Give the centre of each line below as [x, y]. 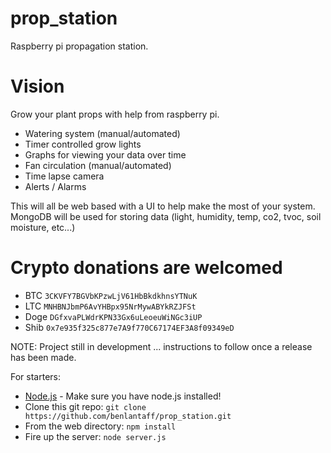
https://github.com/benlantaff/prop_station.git [128, 416]
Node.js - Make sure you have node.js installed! [123, 396]
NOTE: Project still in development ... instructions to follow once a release [161, 346]
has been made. [43, 357]
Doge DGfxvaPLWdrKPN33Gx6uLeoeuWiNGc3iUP [113, 316]
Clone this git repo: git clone [85, 406]
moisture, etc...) [43, 227]
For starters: [36, 376]
